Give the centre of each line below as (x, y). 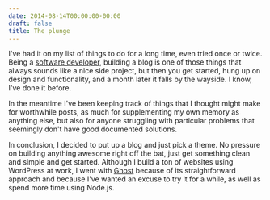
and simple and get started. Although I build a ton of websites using (121, 162)
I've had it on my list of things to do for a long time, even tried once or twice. (135, 54)
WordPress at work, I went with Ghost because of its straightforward (122, 171)
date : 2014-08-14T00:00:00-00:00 (65, 16)
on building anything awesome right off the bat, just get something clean (129, 153)
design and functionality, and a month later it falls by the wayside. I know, (130, 79)
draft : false (30, 23)
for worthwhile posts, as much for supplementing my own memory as (124, 112)
